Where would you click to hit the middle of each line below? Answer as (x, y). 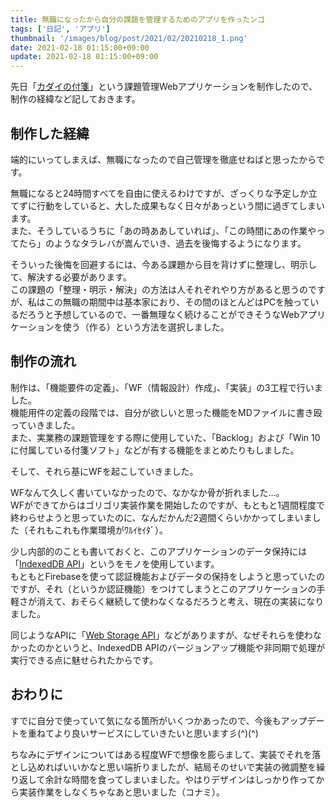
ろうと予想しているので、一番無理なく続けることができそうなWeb (163, 314)
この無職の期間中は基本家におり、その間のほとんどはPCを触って (177, 302)
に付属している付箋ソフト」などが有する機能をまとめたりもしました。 (155, 450)
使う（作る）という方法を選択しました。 (146, 327)
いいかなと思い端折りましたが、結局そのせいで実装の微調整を (189, 767)
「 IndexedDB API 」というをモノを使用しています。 (115, 563)
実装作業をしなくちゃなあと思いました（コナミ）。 (121, 792)
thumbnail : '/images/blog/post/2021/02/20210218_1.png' (129, 38)
